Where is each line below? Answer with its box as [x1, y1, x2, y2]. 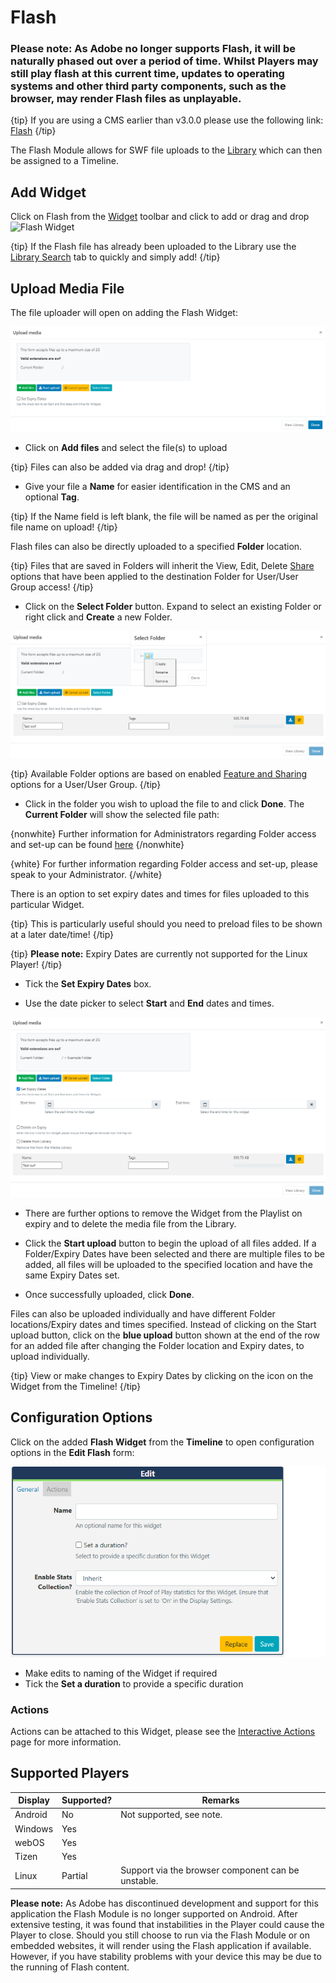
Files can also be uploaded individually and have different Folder [10, 1307, 276, 1320]
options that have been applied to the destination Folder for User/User [10, 570, 299, 582]
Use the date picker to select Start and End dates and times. [24, 997, 275, 1009]
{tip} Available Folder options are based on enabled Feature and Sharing [10, 767, 308, 780]
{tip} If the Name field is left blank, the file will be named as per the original [10, 510, 318, 522]
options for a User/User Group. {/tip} [10, 778, 162, 790]
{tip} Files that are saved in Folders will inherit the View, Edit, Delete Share [10, 559, 315, 571]
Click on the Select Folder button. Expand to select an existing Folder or [24, 600, 322, 612]
